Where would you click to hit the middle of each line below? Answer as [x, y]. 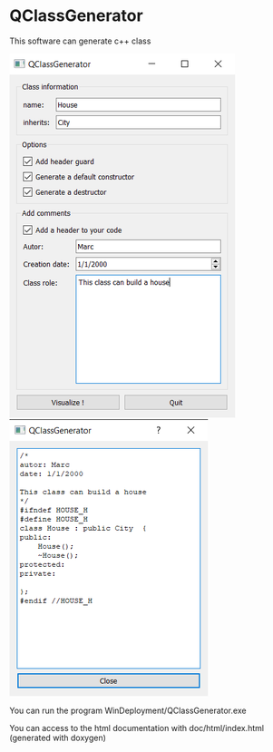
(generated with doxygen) [58, 737]
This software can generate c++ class [80, 41]
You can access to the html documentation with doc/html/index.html [137, 728]
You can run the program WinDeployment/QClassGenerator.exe [128, 710]
